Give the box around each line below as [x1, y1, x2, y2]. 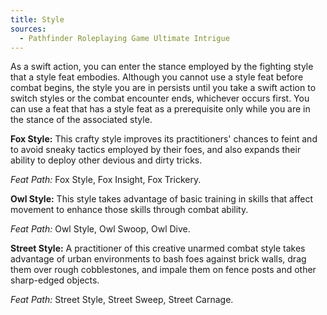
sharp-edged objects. [10, 274, 100, 286]
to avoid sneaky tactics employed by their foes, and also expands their [10, 144, 302, 156]
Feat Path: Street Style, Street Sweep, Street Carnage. [10, 294, 234, 306]
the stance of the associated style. [10, 114, 153, 126]
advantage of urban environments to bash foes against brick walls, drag [10, 253, 307, 265]
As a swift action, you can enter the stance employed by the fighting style [10, 61, 314, 73]
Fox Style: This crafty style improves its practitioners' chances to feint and [10, 133, 318, 145]
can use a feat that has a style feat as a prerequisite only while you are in [10, 103, 311, 115]
